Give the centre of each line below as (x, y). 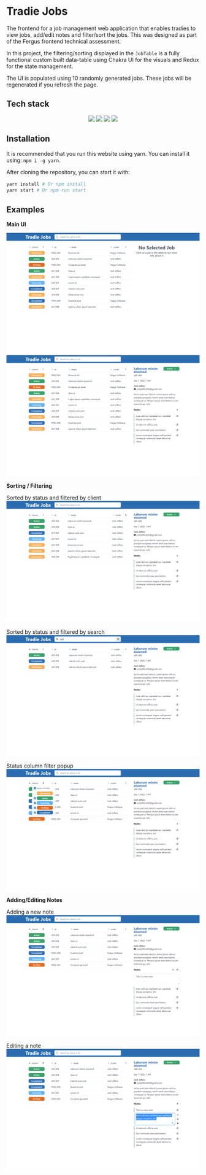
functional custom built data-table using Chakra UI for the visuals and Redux (103, 60)
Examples (25, 210)
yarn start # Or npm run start (46, 191)
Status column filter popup (40, 766)
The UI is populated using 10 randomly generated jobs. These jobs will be (99, 78)
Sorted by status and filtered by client (54, 498)
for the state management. (40, 66)
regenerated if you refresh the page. (52, 85)
